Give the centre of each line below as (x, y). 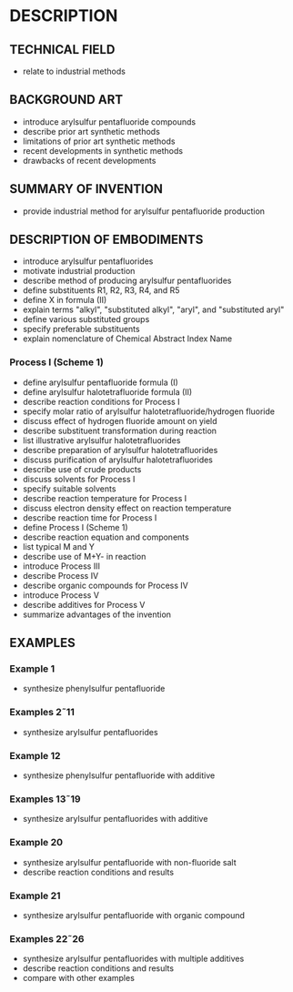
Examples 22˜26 (47, 938)
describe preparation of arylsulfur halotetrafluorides (120, 450)
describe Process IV (61, 575)
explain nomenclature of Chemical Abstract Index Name (127, 339)
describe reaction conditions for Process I (101, 401)
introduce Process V (61, 595)
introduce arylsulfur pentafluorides (88, 261)
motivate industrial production (79, 271)
